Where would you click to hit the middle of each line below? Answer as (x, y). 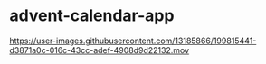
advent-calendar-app (92, 16)
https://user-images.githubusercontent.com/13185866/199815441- (133, 41)
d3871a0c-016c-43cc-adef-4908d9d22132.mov (100, 50)
